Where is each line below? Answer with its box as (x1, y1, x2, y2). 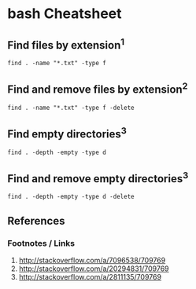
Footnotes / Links (7, 237, 76, 248)
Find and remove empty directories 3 (7, 170, 189, 185)
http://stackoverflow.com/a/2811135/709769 (18, 273, 162, 282)
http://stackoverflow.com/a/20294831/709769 (18, 264, 170, 273)
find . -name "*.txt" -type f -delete (7, 104, 135, 112)
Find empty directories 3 (7, 125, 128, 141)
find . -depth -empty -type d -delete (7, 193, 135, 201)
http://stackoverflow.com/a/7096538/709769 (18, 256, 166, 265)
